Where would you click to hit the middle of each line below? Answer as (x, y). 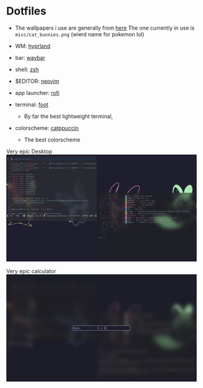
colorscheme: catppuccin (47, 128)
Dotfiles (26, 11)
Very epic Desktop (29, 151)
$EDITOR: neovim (37, 81)
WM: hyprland (33, 46)
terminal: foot (32, 105)
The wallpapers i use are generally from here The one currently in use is (105, 28)
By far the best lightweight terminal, (69, 116)
